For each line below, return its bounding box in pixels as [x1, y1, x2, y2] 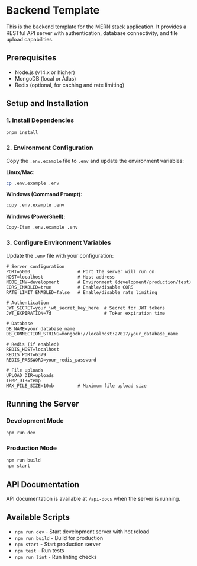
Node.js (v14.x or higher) [14, 69, 75, 76]
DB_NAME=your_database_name [6, 325, 76, 332]
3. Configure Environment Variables [6, 238, 111, 247]
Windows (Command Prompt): [6, 191, 83, 198]
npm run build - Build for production [14, 534, 104, 541]
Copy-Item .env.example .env [6, 225, 78, 231]
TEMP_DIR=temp [6, 378, 41, 383]
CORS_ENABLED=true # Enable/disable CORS [6, 284, 134, 290]
